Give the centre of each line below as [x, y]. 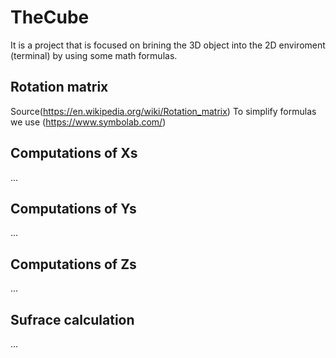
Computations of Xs [74, 153]
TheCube [50, 17]
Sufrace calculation [72, 319]
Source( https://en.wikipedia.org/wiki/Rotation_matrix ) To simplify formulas [163, 111]
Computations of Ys [73, 208]
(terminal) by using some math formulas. [94, 55]
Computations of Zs [73, 264]
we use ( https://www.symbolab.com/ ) [88, 122]
